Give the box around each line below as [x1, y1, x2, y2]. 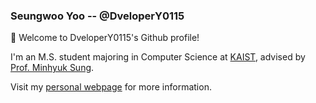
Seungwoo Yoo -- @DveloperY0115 [10, 9, 185, 23]
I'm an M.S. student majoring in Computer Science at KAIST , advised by [10, 51, 306, 63]
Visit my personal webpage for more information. [10, 81, 212, 93]
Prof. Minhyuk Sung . [10, 62, 95, 74]
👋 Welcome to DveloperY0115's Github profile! [10, 32, 200, 44]
